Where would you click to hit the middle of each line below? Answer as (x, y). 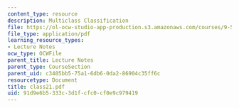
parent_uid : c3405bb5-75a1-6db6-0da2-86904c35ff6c (84, 73)
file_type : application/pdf (49, 34)
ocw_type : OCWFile (34, 54)
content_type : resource (43, 14)
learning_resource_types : (46, 40)
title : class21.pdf (36, 87)
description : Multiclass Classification (68, 21)
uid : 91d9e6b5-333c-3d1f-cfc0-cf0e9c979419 (73, 93)
